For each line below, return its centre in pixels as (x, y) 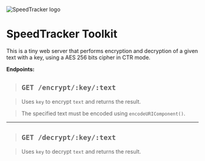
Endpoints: (20, 69)
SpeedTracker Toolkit (62, 34)
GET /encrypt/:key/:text (68, 88)
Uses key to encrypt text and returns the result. (81, 101)
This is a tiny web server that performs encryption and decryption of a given (102, 51)
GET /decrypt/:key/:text (68, 138)
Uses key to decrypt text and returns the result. (81, 151)
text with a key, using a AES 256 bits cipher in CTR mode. (78, 57)
